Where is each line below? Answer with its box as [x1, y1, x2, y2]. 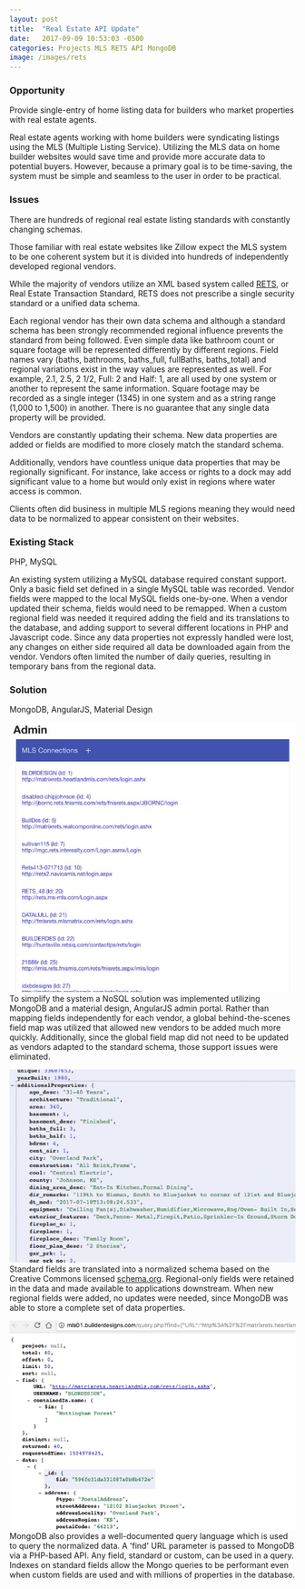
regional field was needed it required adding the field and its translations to [9, 613, 290, 624]
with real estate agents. [9, 115, 97, 125]
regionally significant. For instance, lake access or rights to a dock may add [9, 466, 292, 477]
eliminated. [9, 1051, 51, 1063]
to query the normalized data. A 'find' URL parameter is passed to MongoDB [9, 1541, 295, 1552]
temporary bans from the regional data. [9, 661, 157, 672]
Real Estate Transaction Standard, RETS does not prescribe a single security [9, 287, 295, 299]
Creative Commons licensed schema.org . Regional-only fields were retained [9, 1273, 295, 1284]
